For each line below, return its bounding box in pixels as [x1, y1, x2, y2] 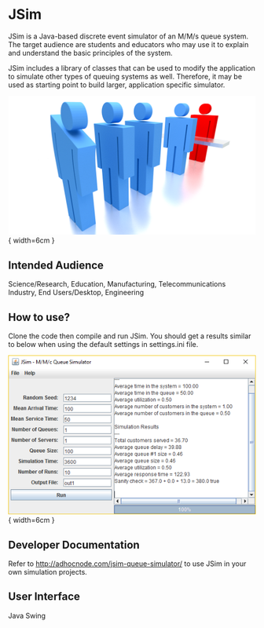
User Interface [8, 590, 81, 604]
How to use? [8, 310, 71, 323]
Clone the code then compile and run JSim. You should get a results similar [8, 331, 251, 341]
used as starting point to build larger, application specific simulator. [8, 80, 225, 89]
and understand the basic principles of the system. [8, 48, 173, 57]
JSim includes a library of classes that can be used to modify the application [8, 63, 255, 72]
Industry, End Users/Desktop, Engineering [8, 288, 145, 298]
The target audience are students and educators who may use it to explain [8, 39, 249, 49]
